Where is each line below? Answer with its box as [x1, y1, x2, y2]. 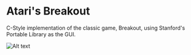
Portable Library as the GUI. [6, 30, 76, 37]
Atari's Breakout [6, 4, 90, 18]
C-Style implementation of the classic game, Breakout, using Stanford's [6, 24, 186, 31]
